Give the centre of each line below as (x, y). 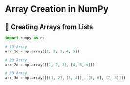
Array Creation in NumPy (57, 9)
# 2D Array (16, 60)
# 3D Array (16, 73)
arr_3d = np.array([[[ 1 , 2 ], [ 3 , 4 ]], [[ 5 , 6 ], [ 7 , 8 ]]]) (65, 78)
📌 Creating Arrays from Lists (49, 27)
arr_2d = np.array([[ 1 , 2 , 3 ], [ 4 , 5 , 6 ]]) (50, 65)
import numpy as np (25, 38)
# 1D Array (16, 47)
